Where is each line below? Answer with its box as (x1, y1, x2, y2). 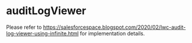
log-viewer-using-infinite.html (6, 29, 79, 37)
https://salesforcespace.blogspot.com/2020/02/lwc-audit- (43, 24, 186, 31)
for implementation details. (79, 29, 145, 37)
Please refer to (6, 24, 43, 31)
